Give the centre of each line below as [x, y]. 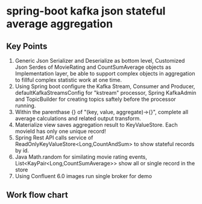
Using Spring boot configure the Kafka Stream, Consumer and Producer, [105, 86]
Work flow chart [37, 195]
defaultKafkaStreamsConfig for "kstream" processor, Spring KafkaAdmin [106, 93]
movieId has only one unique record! [61, 131]
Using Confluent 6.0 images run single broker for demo [84, 176]
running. [25, 106]
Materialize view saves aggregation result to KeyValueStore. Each [96, 125]
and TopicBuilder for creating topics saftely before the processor [95, 99]
